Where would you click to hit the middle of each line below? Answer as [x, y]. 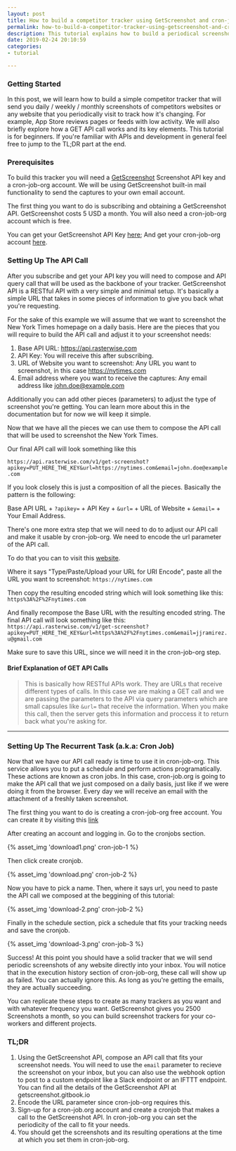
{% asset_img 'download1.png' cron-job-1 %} [73, 847]
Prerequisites [31, 163]
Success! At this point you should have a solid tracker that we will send [110, 957]
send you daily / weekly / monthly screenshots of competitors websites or [114, 107]
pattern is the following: [41, 494]
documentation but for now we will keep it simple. [79, 414]
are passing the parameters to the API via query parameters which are [126, 698]
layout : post [26, 14]
